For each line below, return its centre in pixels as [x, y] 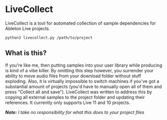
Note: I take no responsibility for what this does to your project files [75, 112]
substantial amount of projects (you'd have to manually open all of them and [83, 86]
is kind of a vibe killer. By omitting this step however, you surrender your [79, 70]
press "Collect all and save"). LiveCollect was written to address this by [79, 92]
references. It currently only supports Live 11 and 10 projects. [68, 102]
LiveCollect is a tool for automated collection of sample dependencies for [80, 23]
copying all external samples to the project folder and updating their [75, 97]
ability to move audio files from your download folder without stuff [73, 76]
